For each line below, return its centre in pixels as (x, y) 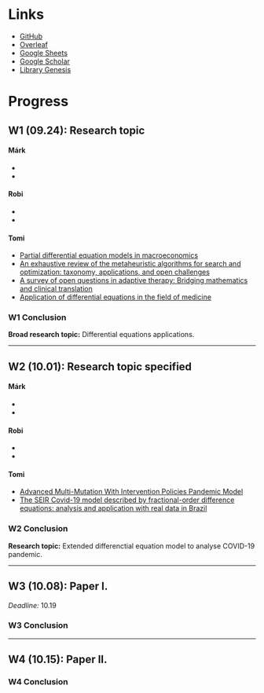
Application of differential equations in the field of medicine (115, 297)
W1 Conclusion (37, 317)
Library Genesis (45, 69)
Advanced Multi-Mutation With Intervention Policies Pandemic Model (131, 492)
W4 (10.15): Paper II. (58, 660)
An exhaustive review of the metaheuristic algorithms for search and (130, 264)
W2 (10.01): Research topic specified (100, 367)
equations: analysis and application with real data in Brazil (113, 508)
